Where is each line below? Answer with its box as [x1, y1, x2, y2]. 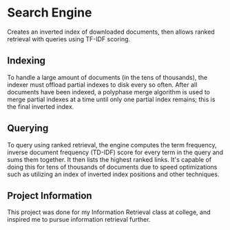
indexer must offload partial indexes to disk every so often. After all [7, 81, 198, 89]
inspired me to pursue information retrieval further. [7, 216, 151, 224]
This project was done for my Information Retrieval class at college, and [7, 208, 211, 216]
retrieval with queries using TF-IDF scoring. [7, 34, 131, 43]
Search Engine [7, 5, 92, 21]
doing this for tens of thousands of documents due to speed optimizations [7, 163, 218, 171]
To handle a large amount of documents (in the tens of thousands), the [7, 73, 208, 81]
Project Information [7, 189, 92, 201]
